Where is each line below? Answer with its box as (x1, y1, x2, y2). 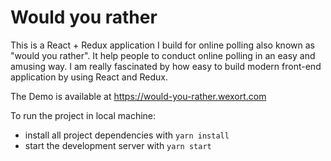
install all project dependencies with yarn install (24, 129, 230, 141)
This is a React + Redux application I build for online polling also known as (10, 39, 315, 51)
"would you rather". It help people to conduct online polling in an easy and (10, 49, 316, 61)
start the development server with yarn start (24, 139, 212, 151)
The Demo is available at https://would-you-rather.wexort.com (10, 90, 267, 102)
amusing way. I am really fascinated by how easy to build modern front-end (10, 60, 322, 72)
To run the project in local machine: (10, 109, 157, 121)
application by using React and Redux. (10, 71, 168, 83)
